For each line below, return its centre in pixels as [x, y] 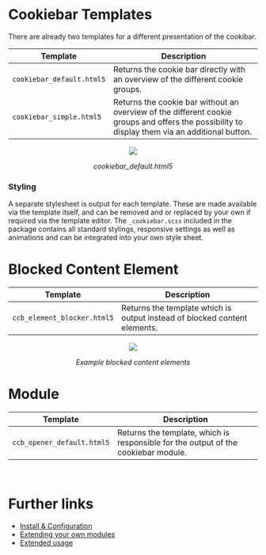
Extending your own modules [67, 534]
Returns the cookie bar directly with [180, 69]
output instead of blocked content [184, 318]
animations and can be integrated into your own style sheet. [106, 238]
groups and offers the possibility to [178, 122]
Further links [51, 504]
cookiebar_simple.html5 [57, 117]
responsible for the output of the [178, 443]
